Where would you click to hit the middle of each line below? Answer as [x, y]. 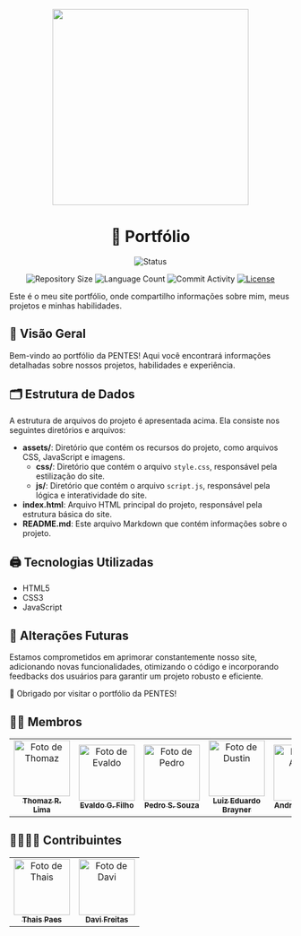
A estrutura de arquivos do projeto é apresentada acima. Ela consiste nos [145, 420]
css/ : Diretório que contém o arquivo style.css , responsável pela [156, 466]
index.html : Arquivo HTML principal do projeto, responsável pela [142, 504]
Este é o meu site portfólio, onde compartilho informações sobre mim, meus [149, 296]
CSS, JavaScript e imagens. [73, 456]
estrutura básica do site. [67, 514]
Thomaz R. [42, 801]
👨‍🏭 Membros [46, 722]
